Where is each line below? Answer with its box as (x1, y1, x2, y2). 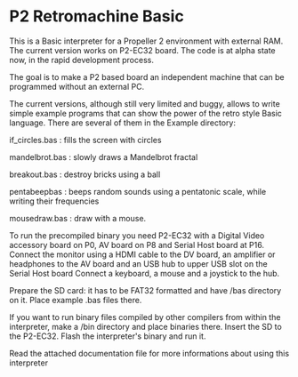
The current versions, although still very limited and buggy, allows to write (9, 98, 280, 108)
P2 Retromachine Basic (9, 6, 184, 27)
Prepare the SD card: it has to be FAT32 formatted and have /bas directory (9, 285, 282, 295)
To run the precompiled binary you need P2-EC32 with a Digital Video (9, 229, 265, 241)
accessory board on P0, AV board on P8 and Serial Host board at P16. (9, 239, 265, 250)
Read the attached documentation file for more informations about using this (9, 348, 290, 358)
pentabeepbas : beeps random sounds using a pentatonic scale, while (9, 186, 267, 197)
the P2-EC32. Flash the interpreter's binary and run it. (9, 331, 206, 341)
